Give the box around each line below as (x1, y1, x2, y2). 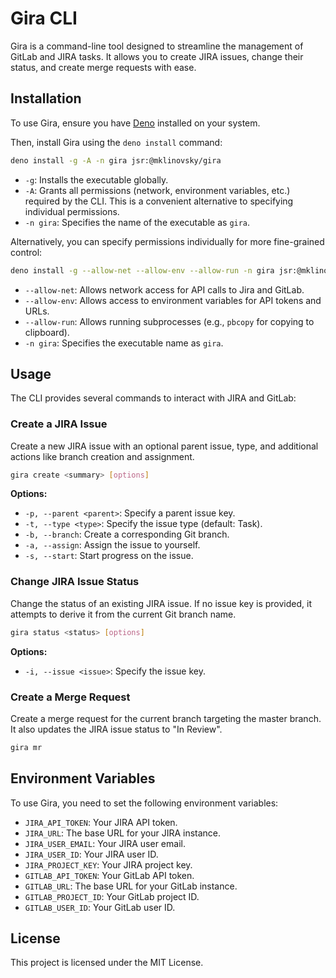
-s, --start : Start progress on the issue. (24, 550, 194, 562)
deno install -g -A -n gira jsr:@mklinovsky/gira (10, 155, 222, 166)
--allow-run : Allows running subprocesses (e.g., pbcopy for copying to (24, 315, 315, 327)
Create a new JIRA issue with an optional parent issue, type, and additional (10, 440, 319, 452)
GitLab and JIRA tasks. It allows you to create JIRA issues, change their (10, 50, 304, 62)
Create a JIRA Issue (10, 417, 108, 431)
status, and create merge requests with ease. (10, 61, 197, 73)
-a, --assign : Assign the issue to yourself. (24, 539, 201, 551)
